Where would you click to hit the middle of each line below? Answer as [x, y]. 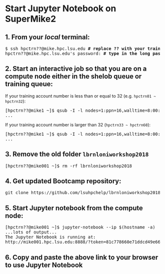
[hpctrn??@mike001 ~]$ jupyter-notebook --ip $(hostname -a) [80, 227]
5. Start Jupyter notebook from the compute [74, 208]
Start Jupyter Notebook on [61, 9]
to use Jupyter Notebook [44, 265]
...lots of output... [31, 232]
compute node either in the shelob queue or [73, 76]
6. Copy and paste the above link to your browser [82, 257]
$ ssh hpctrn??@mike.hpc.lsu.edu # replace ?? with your [75, 49]
